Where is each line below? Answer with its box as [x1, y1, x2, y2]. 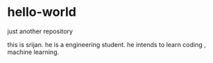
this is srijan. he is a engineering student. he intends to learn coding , [7, 40, 207, 48]
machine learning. [7, 48, 60, 56]
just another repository [7, 27, 74, 35]
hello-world [7, 4, 77, 20]
